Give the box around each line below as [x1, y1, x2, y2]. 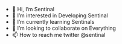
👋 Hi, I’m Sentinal [11, 6, 54, 12]
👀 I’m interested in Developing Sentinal [11, 12, 109, 19]
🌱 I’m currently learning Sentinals [11, 18, 95, 25]
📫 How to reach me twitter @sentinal [11, 32, 106, 38]
